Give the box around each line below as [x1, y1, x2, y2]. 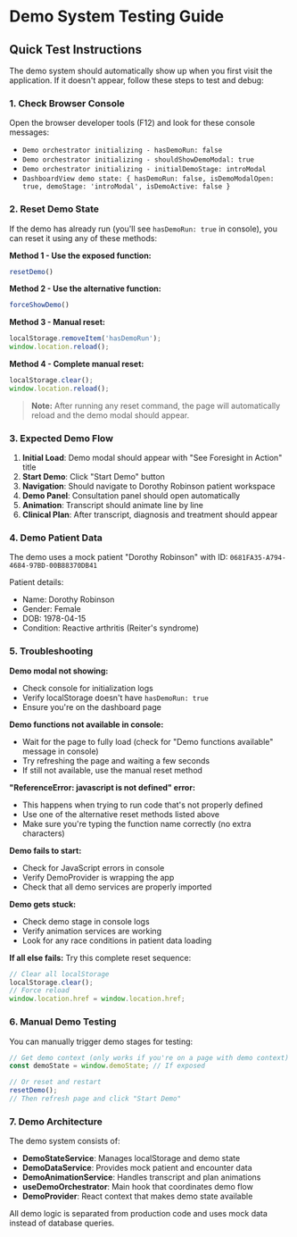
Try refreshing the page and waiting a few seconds [21, 755, 210, 765]
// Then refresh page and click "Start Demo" [9, 1094, 181, 1104]
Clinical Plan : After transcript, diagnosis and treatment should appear [21, 509, 278, 520]
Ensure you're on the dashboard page [21, 701, 162, 712]
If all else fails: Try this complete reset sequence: [9, 952, 192, 963]
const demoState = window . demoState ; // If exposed [9, 1061, 205, 1071]
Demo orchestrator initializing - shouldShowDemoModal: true [21, 155, 255, 164]
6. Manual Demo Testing [9, 1016, 117, 1028]
